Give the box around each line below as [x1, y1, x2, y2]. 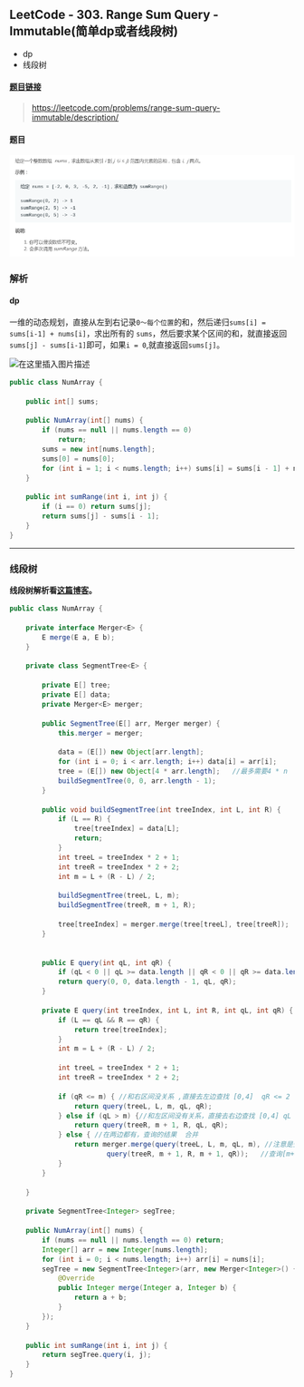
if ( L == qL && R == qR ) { [57, 1015, 160, 1024]
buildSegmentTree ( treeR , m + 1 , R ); [57, 901, 196, 910]
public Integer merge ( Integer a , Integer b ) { [57, 1284, 237, 1293]
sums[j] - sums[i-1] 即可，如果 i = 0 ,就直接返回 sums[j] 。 [9, 339, 224, 350]
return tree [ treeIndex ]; [73, 1025, 168, 1034]
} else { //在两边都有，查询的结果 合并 [57, 1130, 199, 1139]
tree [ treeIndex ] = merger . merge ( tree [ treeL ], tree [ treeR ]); [57, 920, 290, 929]
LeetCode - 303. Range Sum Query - [9, 7, 219, 23]
